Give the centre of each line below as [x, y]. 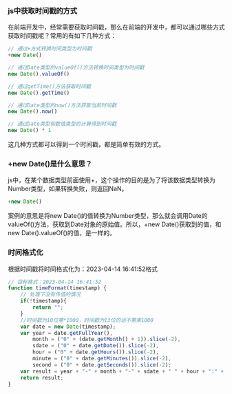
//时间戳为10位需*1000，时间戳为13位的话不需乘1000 [87, 320]
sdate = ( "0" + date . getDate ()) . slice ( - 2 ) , [96, 346]
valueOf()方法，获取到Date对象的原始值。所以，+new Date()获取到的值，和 [115, 224]
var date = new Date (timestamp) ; [68, 327]
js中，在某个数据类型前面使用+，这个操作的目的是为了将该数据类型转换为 [112, 180]
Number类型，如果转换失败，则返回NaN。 [68, 189]
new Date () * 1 [30, 131]
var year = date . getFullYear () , [66, 333]
